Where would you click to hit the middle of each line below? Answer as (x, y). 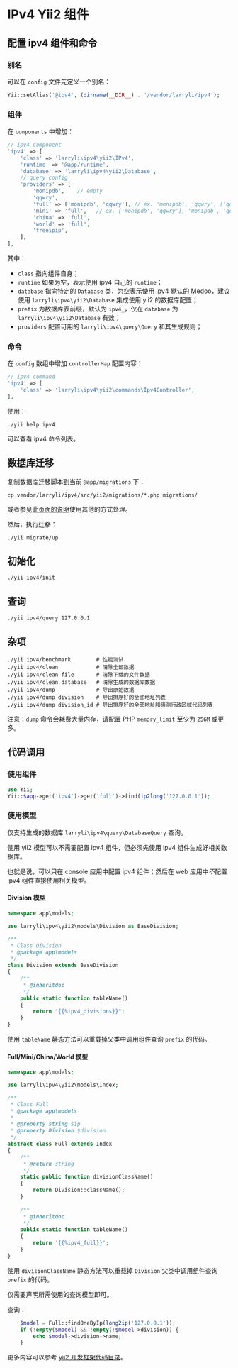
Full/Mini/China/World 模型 (48, 1057)
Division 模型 (27, 898)
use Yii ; (20, 789)
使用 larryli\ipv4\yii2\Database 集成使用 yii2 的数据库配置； (108, 300)
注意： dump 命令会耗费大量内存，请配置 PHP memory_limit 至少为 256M (109, 719)
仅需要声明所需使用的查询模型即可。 (60, 1294)
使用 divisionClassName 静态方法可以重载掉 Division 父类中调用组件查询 (113, 1270)
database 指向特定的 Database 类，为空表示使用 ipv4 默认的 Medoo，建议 (124, 291)
